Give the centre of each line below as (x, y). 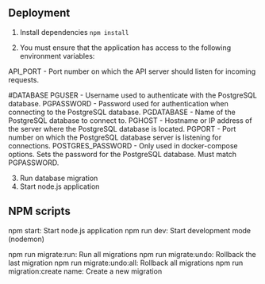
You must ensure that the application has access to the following (125, 48)
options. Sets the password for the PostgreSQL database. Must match (122, 154)
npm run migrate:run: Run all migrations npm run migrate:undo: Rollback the (132, 254)
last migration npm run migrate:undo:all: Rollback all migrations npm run (126, 263)
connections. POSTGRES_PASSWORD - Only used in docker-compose (123, 145)
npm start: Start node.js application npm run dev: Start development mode (130, 230)
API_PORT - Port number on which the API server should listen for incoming (132, 71)
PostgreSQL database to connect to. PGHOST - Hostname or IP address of (130, 120)
